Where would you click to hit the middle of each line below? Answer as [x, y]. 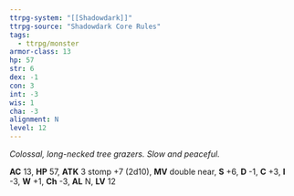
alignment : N [34, 119]
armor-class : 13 [40, 52]
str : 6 [22, 69]
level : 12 [28, 129]
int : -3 [24, 94]
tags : [20, 35]
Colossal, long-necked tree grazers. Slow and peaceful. [115, 154]
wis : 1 [22, 103]
